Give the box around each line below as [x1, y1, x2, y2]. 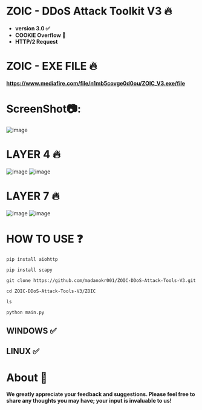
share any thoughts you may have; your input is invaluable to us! [6, 397, 172, 405]
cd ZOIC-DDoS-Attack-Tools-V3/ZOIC [6, 288, 96, 294]
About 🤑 [6, 371, 48, 385]
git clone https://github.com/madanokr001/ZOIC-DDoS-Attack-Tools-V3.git [6, 277, 197, 283]
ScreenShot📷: [6, 102, 82, 116]
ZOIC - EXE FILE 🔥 [6, 59, 97, 73]
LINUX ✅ [6, 346, 40, 357]
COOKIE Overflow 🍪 [15, 32, 66, 39]
